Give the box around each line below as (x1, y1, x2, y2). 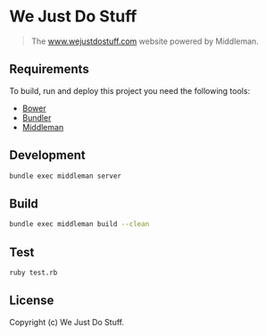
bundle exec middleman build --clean (9, 220, 150, 229)
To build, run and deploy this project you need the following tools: (9, 85, 251, 96)
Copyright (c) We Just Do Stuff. (9, 316, 125, 327)
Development (9, 147, 87, 163)
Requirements (9, 62, 89, 77)
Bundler (21, 112, 52, 122)
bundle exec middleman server (9, 172, 122, 181)
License (9, 293, 54, 308)
